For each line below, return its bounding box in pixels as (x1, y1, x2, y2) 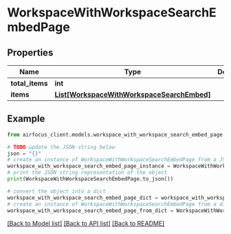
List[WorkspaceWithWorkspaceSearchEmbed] (54, 90, 211, 99)
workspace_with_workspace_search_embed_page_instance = (7, 163, 170, 169)
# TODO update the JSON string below (7, 143, 115, 150)
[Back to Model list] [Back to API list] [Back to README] (7, 220, 165, 228)
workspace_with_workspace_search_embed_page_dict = (7, 194, 158, 201)
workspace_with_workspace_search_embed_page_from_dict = (7, 207, 174, 214)
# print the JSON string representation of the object (7, 169, 168, 176)
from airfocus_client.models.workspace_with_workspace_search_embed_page (7, 131, 223, 138)
